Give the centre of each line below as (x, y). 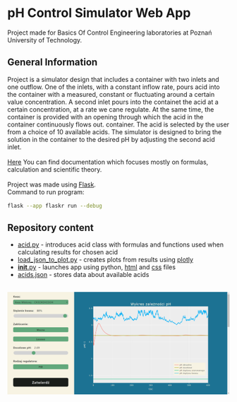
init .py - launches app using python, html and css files (97, 267)
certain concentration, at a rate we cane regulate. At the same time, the (111, 109)
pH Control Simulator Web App (99, 13)
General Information (53, 63)
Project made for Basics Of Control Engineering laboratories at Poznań (110, 32)
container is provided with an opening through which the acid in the (105, 117)
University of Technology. (45, 40)
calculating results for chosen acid (68, 252)
